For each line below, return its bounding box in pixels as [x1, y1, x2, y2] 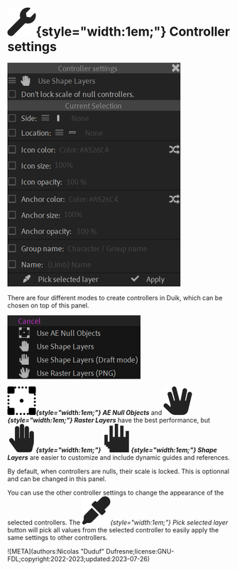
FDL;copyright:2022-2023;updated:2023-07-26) [7, 554, 150, 563]
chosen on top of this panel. [7, 301, 89, 310]
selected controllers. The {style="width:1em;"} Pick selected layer [7, 518, 228, 527]
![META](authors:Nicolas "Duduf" [7, 547, 105, 555]
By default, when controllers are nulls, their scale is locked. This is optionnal [7, 467, 229, 475]
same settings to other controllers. [7, 533, 108, 542]
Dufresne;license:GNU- [106, 547, 175, 555]
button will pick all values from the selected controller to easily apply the [7, 525, 219, 534]
